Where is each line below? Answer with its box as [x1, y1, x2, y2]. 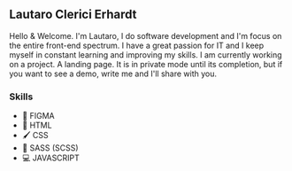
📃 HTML [21, 120, 52, 131]
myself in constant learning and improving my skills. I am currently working [9, 49, 282, 60]
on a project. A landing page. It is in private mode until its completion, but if [9, 58, 283, 69]
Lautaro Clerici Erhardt [9, 7, 137, 22]
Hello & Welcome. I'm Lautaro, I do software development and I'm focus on [9, 30, 282, 41]
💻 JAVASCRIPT [21, 152, 80, 163]
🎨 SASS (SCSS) [21, 143, 79, 153]
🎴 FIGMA [21, 111, 55, 121]
